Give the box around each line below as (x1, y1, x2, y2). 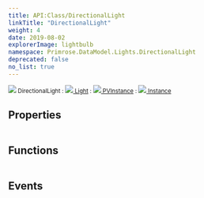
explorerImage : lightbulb (8, 41, 93, 49)
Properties (8, 108, 62, 122)
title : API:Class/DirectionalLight (8, 11, 126, 20)
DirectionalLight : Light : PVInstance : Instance (17, 87, 172, 95)
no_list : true (8, 63, 55, 71)
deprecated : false (8, 56, 69, 64)
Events (8, 179, 43, 192)
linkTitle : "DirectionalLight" (8, 19, 111, 27)
